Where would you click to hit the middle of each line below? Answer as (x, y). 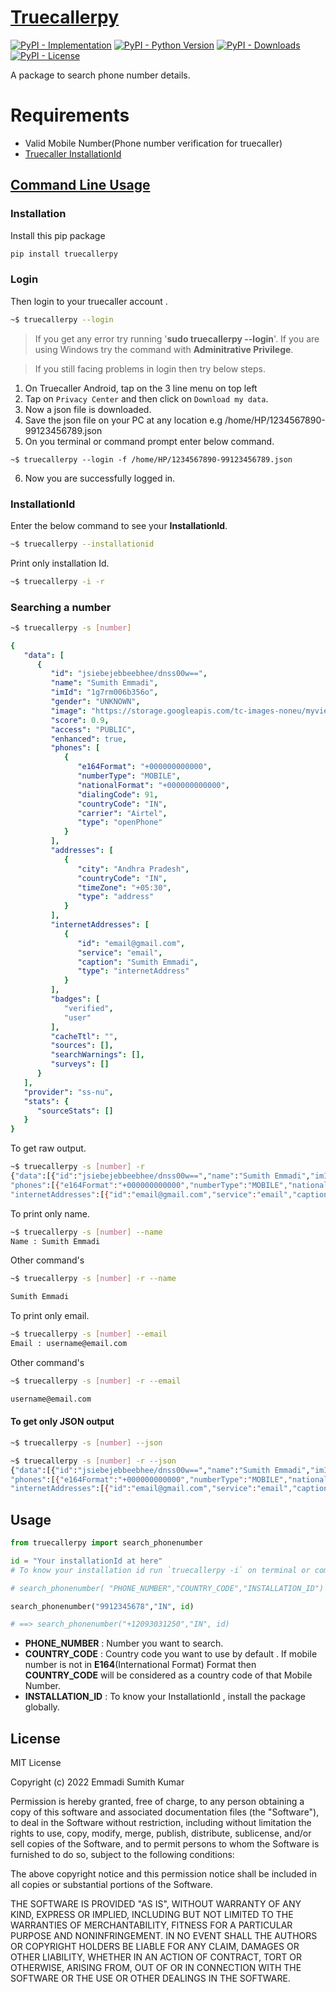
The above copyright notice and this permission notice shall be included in (163, 1874)
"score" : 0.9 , (80, 720)
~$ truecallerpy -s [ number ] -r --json (93, 1461)
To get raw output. (48, 1148)
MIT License (36, 1763)
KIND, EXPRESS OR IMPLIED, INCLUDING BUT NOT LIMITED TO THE (152, 1915)
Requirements (70, 115)
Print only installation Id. (60, 563)
